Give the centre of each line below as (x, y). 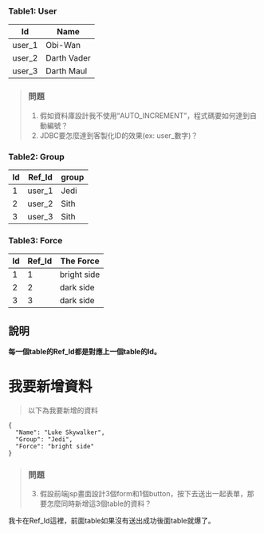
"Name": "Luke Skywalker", (60, 432)
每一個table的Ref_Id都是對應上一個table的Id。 (85, 351)
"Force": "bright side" (55, 446)
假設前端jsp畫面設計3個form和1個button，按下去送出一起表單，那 (147, 494)
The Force (80, 261)
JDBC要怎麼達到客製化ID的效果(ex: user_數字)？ (119, 135)
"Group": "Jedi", (44, 439)
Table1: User (33, 11)
